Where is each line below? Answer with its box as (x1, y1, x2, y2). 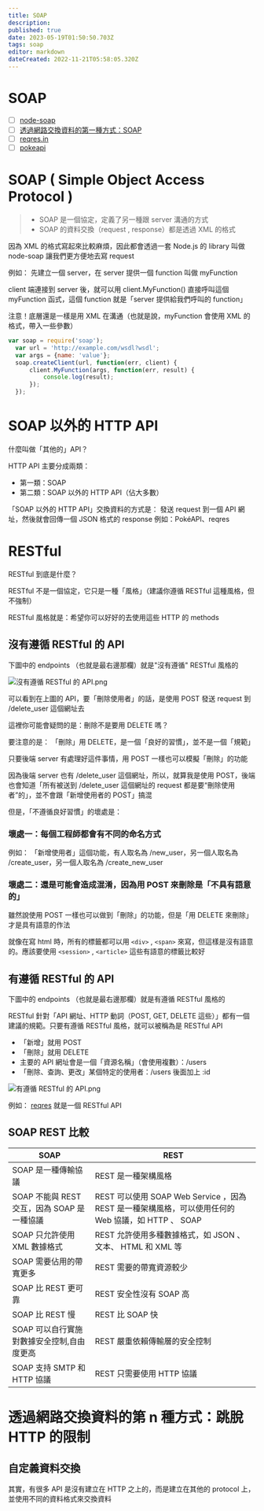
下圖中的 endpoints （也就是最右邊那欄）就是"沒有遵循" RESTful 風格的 (8, 660, 239, 670)
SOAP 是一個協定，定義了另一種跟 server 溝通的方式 (38, 215, 209, 224)
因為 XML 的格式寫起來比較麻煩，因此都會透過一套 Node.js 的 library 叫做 (8, 242, 246, 250)
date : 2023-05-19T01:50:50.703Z (8, 33, 114, 42)
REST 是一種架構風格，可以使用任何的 (94, 1203, 236, 1214)
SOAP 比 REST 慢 (12, 1309, 76, 1320)
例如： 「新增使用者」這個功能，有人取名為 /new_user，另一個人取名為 (8, 848, 239, 857)
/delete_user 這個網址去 (8, 704, 85, 713)
